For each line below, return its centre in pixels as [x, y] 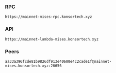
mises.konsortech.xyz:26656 [33, 66]
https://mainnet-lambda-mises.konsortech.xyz [52, 39]
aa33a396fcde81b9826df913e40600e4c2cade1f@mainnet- [58, 61]
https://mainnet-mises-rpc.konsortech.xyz [49, 17]
